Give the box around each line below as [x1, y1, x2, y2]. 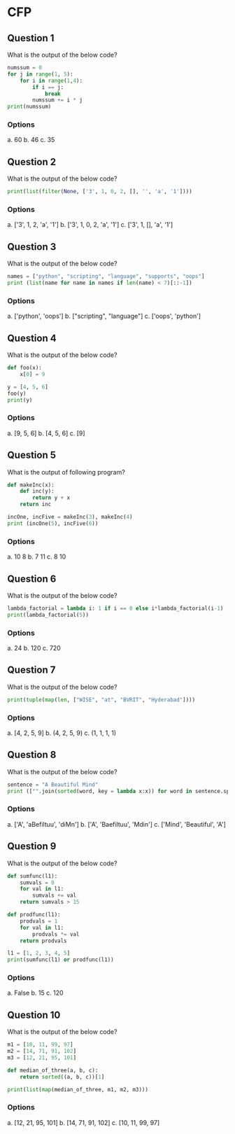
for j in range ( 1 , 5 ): [7, 71, 73, 78]
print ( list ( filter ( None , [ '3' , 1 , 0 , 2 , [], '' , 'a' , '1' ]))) [7, 188, 192, 195]
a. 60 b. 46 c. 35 [7, 136, 55, 144]
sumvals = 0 [20, 879, 55, 886]
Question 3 [7, 241, 57, 253]
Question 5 [7, 449, 57, 461]
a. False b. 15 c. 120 [7, 988, 64, 997]
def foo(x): [7, 365, 42, 372]
